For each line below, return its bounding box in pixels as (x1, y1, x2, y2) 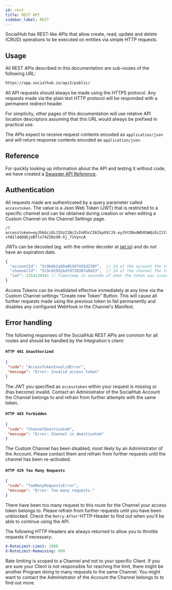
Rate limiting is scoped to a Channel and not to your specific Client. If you (5, 558, 160, 564)
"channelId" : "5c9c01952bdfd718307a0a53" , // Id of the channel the (10, 268, 161, 273)
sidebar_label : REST (5, 17, 50, 22)
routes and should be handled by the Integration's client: (5, 337, 124, 344)
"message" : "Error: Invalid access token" (7, 369, 100, 375)
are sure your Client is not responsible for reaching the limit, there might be (5, 563, 164, 569)
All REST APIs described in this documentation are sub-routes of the (5, 65, 149, 71)
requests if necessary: (5, 534, 53, 540)
